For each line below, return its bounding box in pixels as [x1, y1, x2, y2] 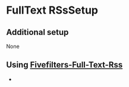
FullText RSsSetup [6, 4, 98, 17]
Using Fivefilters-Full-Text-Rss [6, 60, 123, 70]
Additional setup [6, 27, 69, 37]
